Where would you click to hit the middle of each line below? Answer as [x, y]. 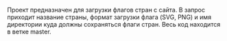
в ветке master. [29, 31]
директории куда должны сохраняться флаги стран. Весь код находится [114, 24]
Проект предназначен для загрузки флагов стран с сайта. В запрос [106, 10]
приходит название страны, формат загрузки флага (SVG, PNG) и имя [109, 17]
